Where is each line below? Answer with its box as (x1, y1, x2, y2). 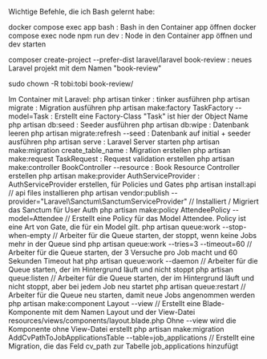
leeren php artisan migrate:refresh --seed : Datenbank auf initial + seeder (8, 128, 251, 138)
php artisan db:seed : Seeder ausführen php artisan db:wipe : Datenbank (8, 120, 249, 129)
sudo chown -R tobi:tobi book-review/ (8, 79, 134, 88)
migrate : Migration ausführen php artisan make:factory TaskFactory (8, 103, 234, 112)
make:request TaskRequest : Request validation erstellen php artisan (8, 154, 235, 163)
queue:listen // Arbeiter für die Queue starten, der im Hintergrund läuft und (8, 273, 255, 283)
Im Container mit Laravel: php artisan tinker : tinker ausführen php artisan (8, 95, 250, 103)
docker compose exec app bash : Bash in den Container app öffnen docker (8, 22, 257, 31)
